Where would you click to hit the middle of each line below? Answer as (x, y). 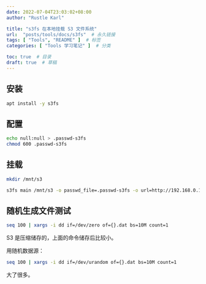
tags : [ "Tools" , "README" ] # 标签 (54, 40)
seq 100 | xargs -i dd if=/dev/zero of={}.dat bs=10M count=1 (87, 225)
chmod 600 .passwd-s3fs (37, 144)
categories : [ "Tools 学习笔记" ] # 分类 (59, 46)
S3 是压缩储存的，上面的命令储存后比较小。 (62, 238)
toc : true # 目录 (29, 57)
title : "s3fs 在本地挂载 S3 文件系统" (51, 29)
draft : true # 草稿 (32, 62)
